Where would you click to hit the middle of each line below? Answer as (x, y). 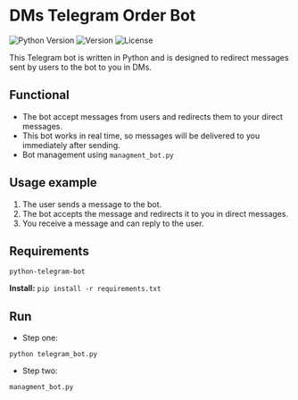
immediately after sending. (71, 145)
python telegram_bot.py (54, 354)
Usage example (54, 183)
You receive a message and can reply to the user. (113, 223)
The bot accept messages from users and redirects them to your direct (153, 116)
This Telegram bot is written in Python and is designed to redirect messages (149, 57)
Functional (39, 95)
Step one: (40, 338)
